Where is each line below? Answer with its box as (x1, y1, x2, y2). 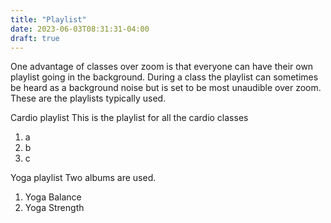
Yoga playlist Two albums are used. (10, 172, 157, 184)
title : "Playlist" (10, 14, 87, 25)
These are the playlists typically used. (10, 92, 167, 105)
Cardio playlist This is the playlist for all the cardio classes (10, 112, 249, 124)
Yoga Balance (24, 191, 82, 203)
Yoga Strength (24, 202, 85, 214)
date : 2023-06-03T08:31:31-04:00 (10, 24, 150, 34)
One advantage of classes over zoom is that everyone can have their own (10, 61, 314, 73)
